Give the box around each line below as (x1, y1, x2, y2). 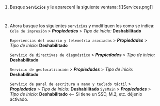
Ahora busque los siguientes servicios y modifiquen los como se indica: (9, 23, 155, 29)
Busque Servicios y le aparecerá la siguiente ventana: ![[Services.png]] (9, 4, 153, 10)
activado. (9, 96, 29, 102)
